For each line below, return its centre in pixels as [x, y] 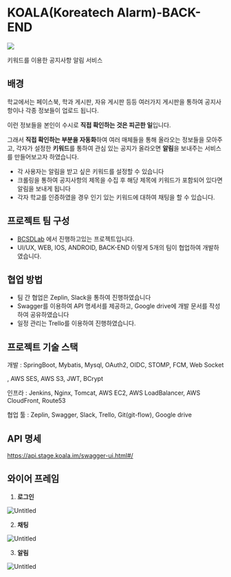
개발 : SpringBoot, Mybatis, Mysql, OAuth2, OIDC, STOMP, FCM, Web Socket [115, 365]
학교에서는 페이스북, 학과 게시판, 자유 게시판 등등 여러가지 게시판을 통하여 [105, 102]
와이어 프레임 [33, 479]
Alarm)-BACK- [159, 13]
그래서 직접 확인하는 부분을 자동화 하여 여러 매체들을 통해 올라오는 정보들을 [106, 140]
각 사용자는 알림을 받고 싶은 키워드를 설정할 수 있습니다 [90, 171]
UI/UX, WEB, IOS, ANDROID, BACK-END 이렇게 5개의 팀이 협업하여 [109, 247]
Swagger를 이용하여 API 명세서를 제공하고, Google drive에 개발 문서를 [112, 306]
